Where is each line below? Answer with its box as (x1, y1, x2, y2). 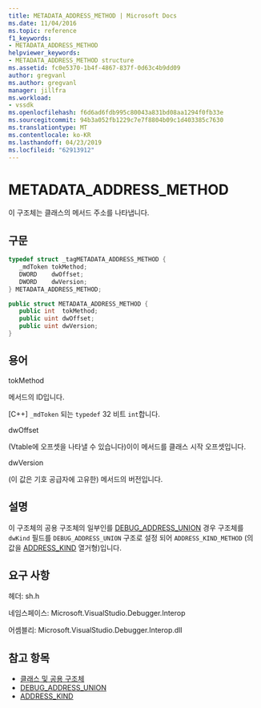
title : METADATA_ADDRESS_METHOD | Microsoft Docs (8, 11, 178, 20)
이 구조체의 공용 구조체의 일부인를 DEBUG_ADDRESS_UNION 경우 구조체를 (8, 523, 244, 532)
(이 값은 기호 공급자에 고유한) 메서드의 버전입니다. (8, 474, 163, 483)
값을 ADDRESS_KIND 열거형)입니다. (8, 543, 122, 552)
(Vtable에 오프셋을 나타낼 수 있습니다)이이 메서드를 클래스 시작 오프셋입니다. (8, 442, 247, 451)
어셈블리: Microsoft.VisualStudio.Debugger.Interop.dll (8, 625, 183, 635)
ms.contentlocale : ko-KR (8, 131, 91, 139)
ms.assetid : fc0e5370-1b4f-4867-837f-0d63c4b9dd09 (8, 64, 181, 72)
